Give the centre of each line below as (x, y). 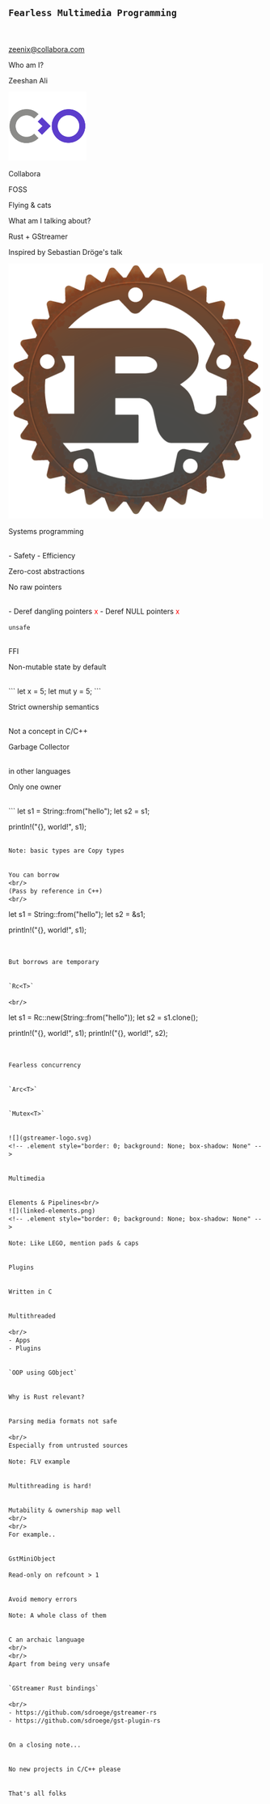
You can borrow (34, 875)
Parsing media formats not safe (63, 1421)
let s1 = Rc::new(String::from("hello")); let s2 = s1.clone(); (103, 1017)
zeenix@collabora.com (46, 49)
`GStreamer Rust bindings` (54, 1688)
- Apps (19, 1340)
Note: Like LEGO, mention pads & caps (74, 1243)
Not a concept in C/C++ (48, 731)
